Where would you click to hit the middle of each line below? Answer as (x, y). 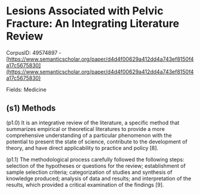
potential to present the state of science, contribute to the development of (97, 142)
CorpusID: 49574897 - (34, 52)
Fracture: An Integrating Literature (93, 24)
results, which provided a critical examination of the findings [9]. (85, 184)
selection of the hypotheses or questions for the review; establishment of (96, 165)
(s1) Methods (31, 108)
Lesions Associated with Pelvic (85, 11)
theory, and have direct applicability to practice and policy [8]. (82, 148)
